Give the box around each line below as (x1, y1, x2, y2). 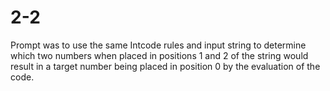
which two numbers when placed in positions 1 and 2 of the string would (10, 49, 309, 61)
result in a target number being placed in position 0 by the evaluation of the (10, 60, 321, 72)
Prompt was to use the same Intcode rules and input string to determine (10, 39, 307, 51)
